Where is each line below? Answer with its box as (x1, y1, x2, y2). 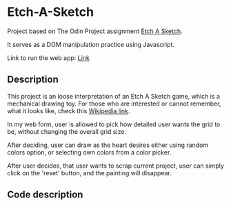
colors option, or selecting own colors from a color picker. (7, 148, 172, 156)
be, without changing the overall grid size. (7, 127, 126, 135)
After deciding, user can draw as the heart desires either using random (7, 141, 209, 149)
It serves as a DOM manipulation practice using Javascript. (7, 40, 174, 48)
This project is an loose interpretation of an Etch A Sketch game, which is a (7, 92, 221, 100)
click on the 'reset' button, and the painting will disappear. (7, 168, 172, 177)
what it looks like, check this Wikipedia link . (7, 106, 130, 115)
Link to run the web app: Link (7, 53, 90, 62)
